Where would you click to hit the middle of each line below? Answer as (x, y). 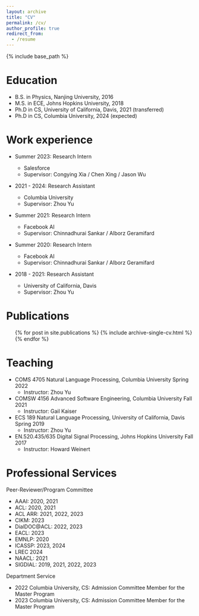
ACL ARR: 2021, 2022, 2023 (49, 514)
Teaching (30, 363)
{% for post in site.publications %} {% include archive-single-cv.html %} (103, 332)
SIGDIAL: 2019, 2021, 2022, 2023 (56, 564)
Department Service (31, 576)
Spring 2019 (29, 424)
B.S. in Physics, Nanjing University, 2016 (64, 97)
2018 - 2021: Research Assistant (54, 274)
